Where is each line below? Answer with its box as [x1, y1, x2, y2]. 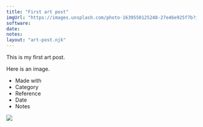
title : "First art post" [6, 8, 69, 15]
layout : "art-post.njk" [6, 37, 66, 43]
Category [14, 83, 39, 91]
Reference [14, 90, 41, 97]
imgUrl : [6, 15, 26, 21]
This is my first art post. [6, 54, 65, 60]
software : [6, 20, 31, 26]
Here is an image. [6, 65, 50, 73]
